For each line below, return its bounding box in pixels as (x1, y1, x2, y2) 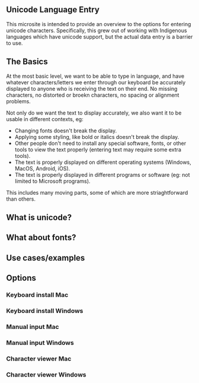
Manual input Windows (6, 338, 74, 347)
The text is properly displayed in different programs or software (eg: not (14, 171, 191, 178)
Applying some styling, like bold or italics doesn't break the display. (14, 133, 179, 140)
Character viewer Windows (6, 371, 86, 379)
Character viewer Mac (6, 354, 72, 363)
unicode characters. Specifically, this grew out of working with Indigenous (6, 27, 188, 34)
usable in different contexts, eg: (6, 115, 84, 122)
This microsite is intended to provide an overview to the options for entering (6, 20, 191, 27)
